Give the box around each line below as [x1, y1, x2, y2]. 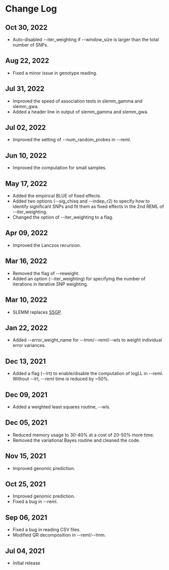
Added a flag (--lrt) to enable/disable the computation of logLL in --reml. [12, 371, 163, 377]
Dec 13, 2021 [5, 357, 46, 366]
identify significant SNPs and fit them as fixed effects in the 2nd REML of [12, 203, 164, 210]
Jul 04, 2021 [5, 546, 45, 555]
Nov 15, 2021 [5, 452, 46, 460]
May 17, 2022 [5, 179, 47, 188]
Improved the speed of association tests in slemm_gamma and [12, 98, 143, 104]
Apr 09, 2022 [5, 229, 48, 237]
